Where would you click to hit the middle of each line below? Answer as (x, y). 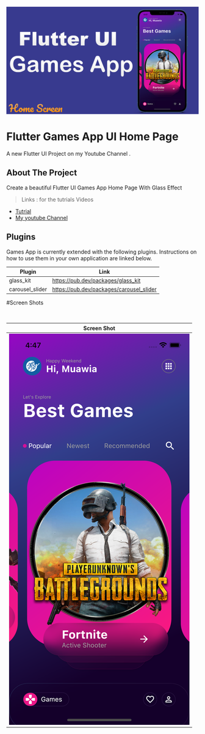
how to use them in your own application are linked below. (79, 258)
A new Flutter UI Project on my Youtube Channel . (69, 153)
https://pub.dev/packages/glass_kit (96, 281)
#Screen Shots (25, 303)
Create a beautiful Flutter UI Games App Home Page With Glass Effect (94, 188)
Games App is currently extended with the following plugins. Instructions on (102, 252)
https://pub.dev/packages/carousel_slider (104, 289)
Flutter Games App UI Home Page (92, 137)
